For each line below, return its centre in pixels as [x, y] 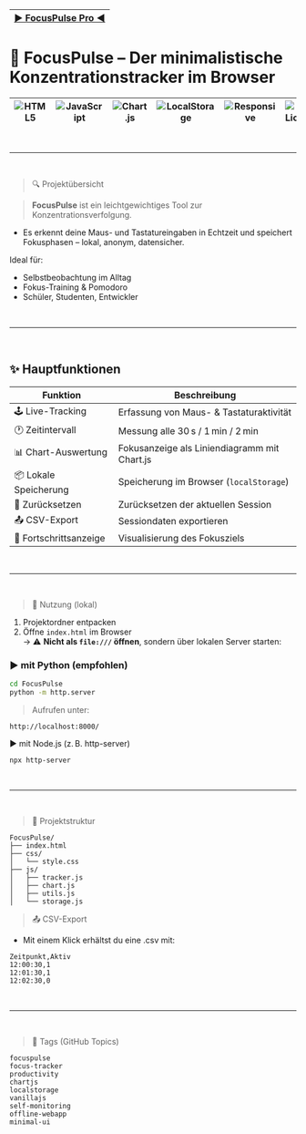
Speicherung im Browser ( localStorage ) [204, 482]
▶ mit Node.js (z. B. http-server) [70, 743]
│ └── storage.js [46, 902]
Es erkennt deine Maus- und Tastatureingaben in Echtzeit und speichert [158, 232]
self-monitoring [40, 1106]
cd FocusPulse [36, 684]
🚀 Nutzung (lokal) [65, 604]
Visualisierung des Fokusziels [181, 538]
